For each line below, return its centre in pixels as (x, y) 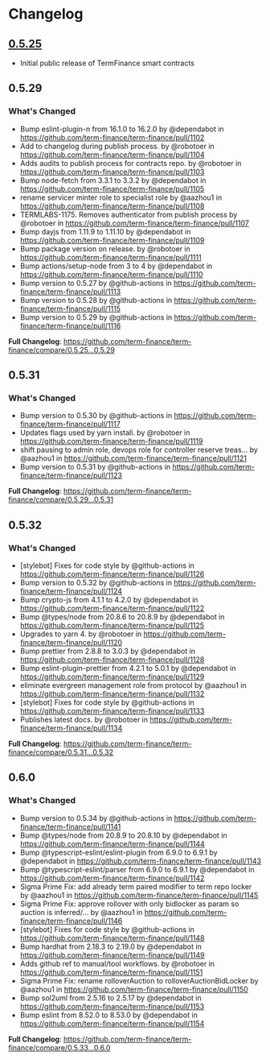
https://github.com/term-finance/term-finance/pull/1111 (111, 257)
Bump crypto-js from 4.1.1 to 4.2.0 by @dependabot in (109, 600)
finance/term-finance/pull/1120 (71, 643)
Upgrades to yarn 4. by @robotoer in (81, 634)
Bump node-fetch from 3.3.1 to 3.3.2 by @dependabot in (113, 180)
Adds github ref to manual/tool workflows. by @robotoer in (117, 963)
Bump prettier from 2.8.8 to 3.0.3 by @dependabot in (107, 651)
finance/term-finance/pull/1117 (70, 424)
